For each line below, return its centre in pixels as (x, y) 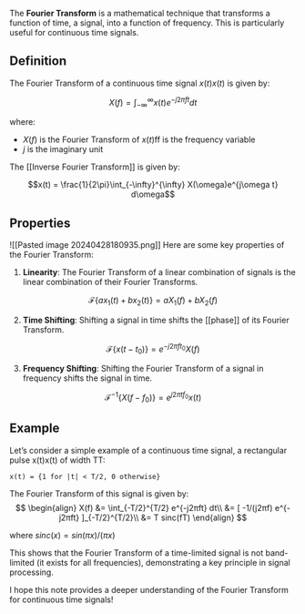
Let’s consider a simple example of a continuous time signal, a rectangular (148, 450)
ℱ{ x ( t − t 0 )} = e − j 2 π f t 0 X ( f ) (153, 349)
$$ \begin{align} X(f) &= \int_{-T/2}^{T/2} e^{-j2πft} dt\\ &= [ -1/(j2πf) (144, 508)
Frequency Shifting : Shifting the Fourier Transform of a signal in (143, 369)
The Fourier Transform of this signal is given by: (99, 494)
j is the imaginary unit (63, 149)
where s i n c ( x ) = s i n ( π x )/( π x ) (62, 536)
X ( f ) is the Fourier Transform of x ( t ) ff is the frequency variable (139, 139)
